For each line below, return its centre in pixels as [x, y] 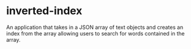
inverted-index [44, 11]
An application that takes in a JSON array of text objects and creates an [95, 27]
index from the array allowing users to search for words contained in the [95, 33]
